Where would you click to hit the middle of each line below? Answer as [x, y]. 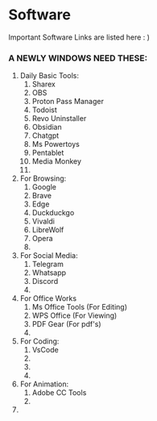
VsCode [45, 350]
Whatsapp [49, 273]
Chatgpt [45, 135]
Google [44, 187]
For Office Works [48, 298]
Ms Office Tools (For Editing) [79, 307]
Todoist [45, 110]
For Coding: [39, 341]
